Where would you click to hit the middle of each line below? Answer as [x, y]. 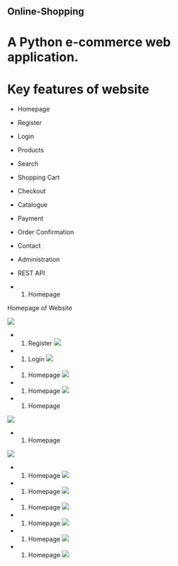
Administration [39, 259]
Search [28, 163]
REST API [31, 273]
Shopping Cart [38, 177]
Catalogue [32, 205]
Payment [30, 218]
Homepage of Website [40, 308]
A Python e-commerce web [89, 42]
